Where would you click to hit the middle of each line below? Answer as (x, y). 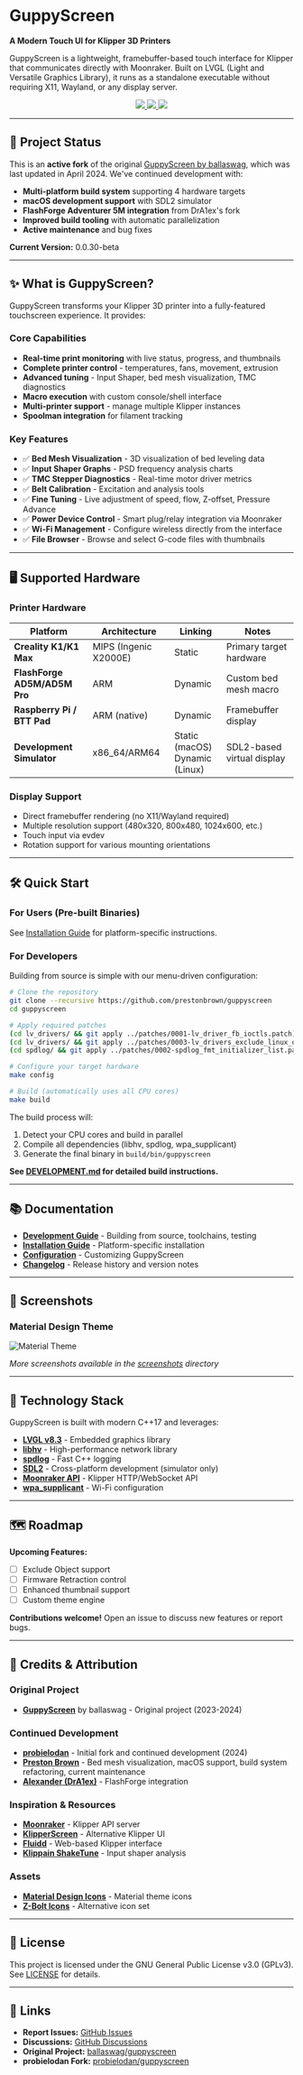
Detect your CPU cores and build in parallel (102, 1134)
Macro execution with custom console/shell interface (122, 396)
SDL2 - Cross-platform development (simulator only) (120, 1469)
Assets (25, 1877)
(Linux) (189, 770)
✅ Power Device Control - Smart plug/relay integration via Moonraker (152, 519)
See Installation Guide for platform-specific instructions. (114, 932)
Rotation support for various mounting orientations (116, 845)
